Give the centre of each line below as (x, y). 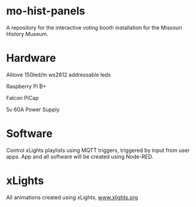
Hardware (31, 58)
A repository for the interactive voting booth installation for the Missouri (94, 28)
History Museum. (27, 34)
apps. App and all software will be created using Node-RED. (80, 156)
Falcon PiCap (22, 98)
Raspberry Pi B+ (26, 86)
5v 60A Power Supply (33, 109)
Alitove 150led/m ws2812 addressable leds (59, 74)
